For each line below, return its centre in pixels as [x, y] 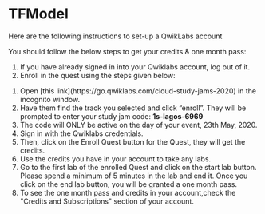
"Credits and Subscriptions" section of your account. [107, 201]
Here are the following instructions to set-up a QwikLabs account [115, 36]
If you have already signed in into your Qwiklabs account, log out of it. [134, 67]
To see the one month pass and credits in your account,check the [128, 192]
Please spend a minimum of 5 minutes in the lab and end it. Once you [134, 176]
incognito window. [50, 99]
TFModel [39, 14]
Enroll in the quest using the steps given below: [97, 75]
